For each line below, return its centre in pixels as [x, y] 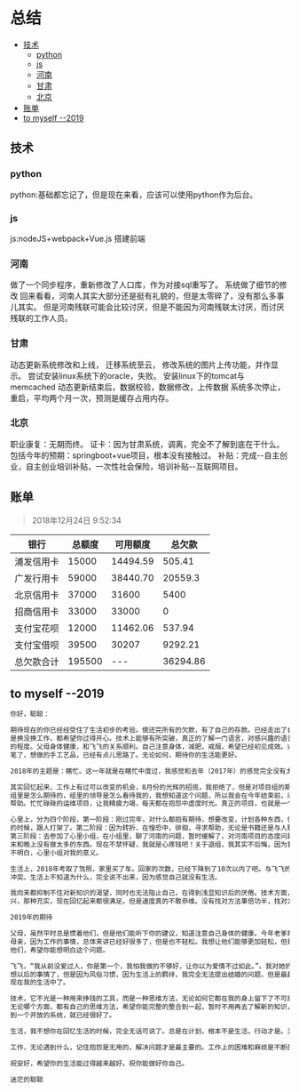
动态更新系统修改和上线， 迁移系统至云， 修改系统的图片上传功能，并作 [141, 365]
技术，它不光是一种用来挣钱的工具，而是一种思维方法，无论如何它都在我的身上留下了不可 [149, 999]
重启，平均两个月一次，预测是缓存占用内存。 [92, 397]
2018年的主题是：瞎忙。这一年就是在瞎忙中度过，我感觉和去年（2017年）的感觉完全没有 [148, 771]
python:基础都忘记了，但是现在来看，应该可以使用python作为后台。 [134, 194]
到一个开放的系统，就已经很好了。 [63, 1016]
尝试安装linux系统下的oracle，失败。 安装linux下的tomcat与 [136, 375]
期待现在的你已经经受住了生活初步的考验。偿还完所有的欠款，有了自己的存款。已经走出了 [149, 730]
